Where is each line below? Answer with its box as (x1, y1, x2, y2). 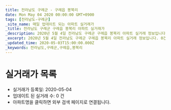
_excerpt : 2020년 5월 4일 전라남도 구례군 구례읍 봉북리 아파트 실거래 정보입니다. (5, 36, 159, 41)
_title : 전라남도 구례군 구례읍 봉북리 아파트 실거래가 (5, 26, 105, 31)
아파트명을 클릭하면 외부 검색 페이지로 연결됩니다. (12, 99, 111, 105)
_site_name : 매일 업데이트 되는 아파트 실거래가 (5, 21, 94, 27)
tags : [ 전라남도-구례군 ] (5, 17, 51, 22)
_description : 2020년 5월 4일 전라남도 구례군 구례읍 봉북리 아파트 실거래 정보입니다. (5, 31, 168, 36)
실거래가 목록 (5, 68, 57, 80)
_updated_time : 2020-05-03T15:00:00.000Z (5, 41, 95, 46)
